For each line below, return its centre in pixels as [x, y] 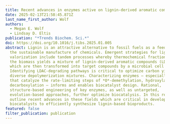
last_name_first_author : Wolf [37, 19]
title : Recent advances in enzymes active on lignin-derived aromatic [81, 10]
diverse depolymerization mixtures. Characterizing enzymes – [77, 76]
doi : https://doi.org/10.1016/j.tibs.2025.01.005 [59, 43]
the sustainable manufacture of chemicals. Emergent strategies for [83, 52]
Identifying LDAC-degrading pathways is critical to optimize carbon [84, 71]
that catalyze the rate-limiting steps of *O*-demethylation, [77, 80]
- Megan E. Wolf [27, 29]
